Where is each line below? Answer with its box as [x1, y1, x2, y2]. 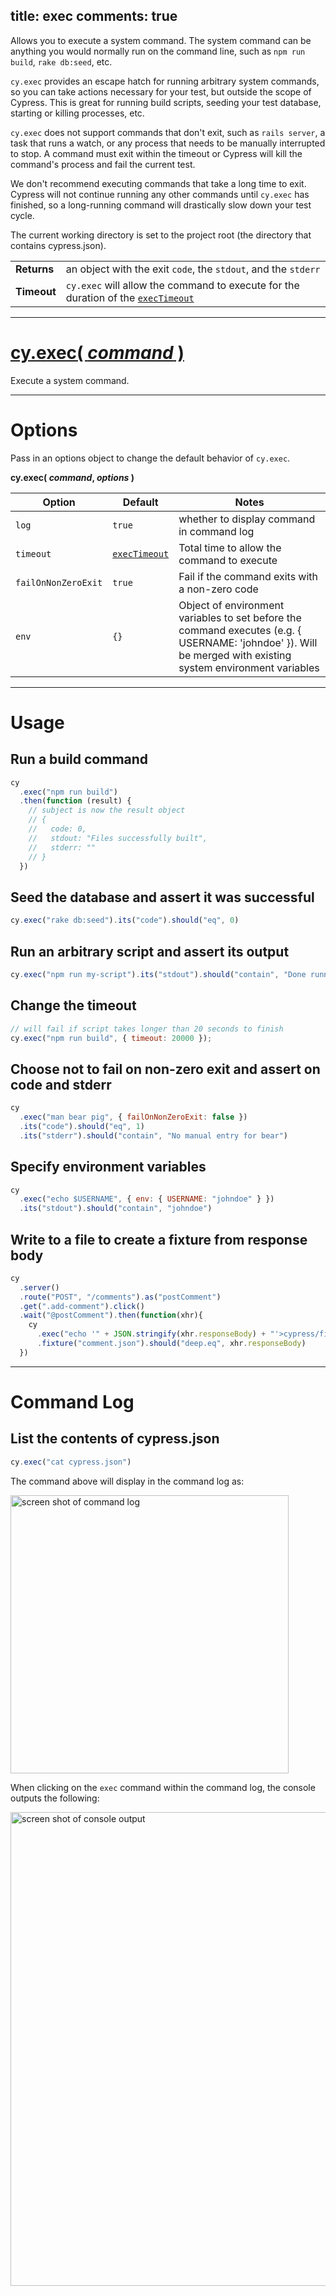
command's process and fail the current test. [10, 158, 196, 170]
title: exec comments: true [10, 8, 178, 25]
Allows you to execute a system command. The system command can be [10, 34, 312, 46]
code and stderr [10, 1076, 112, 1093]
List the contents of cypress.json [10, 1430, 220, 1448]
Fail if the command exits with [178, 569, 319, 583]
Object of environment [178, 598, 285, 612]
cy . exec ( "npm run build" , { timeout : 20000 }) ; [10, 1033, 213, 1043]
